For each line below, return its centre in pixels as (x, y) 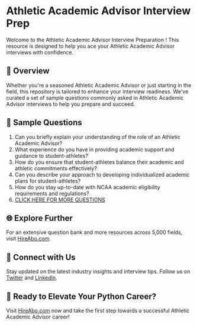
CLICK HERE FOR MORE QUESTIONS (60, 200)
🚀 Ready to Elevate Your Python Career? (81, 296)
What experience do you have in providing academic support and (94, 149)
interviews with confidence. (40, 52)
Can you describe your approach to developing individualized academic (102, 174)
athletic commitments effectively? (56, 168)
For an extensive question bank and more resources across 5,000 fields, (94, 232)
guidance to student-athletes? (51, 155)
